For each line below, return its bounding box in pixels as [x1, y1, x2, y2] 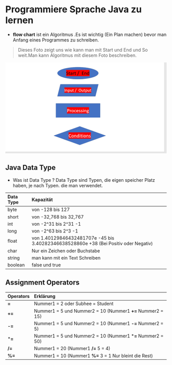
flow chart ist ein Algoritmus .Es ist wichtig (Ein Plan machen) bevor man [12, 31, 167, 37]
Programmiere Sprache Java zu [5, 4, 142, 15]
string [7, 254, 20, 261]
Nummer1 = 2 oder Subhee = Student [34, 300, 114, 307]
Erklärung [34, 293, 56, 299]
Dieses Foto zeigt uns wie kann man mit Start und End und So [17, 47, 148, 53]
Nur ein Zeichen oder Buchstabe [31, 247, 100, 254]
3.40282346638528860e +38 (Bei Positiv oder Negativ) [31, 241, 153, 247]
